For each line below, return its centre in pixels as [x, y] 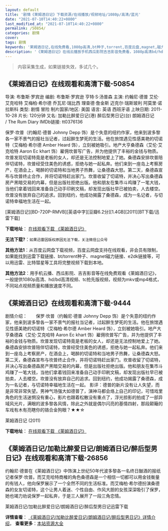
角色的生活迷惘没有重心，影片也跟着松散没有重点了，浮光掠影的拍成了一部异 [84, 397]
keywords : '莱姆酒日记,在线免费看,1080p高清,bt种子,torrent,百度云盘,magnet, [81, 47]
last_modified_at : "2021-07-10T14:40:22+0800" [54, 24]
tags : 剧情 [16, 43]
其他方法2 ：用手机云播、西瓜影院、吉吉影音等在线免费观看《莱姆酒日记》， [82, 273]
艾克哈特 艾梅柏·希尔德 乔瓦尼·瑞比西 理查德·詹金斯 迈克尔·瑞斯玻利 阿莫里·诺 [84, 103]
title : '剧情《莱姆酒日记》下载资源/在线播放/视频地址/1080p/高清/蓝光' [73, 15]
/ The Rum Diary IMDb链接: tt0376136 [44, 122]
